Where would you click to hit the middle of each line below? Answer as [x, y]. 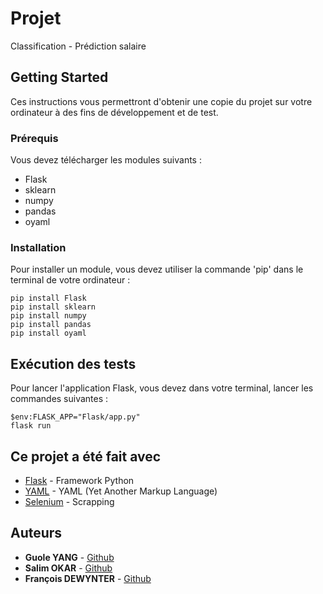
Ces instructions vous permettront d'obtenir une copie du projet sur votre [161, 101]
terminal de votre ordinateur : [70, 280]
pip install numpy [48, 316]
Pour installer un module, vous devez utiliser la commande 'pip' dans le [157, 269]
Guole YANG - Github [69, 557]
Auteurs [36, 533]
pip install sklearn [53, 307]
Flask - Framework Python [79, 480]
